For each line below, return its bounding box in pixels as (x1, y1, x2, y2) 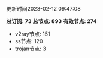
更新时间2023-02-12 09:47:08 (6, 5, 81, 12)
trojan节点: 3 (14, 45, 46, 52)
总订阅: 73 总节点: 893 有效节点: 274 (6, 18, 97, 25)
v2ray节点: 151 (14, 30, 50, 37)
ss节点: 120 (14, 38, 43, 44)
